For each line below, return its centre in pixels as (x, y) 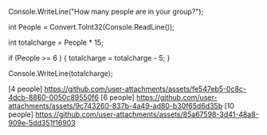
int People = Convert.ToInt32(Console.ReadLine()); (92, 27)
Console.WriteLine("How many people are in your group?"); (106, 12)
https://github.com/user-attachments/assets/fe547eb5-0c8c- (145, 89)
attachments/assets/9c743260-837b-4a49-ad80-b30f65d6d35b (116, 106)
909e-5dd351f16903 (42, 123)
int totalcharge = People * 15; (56, 42)
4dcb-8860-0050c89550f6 (54, 97)
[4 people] (26, 89)
